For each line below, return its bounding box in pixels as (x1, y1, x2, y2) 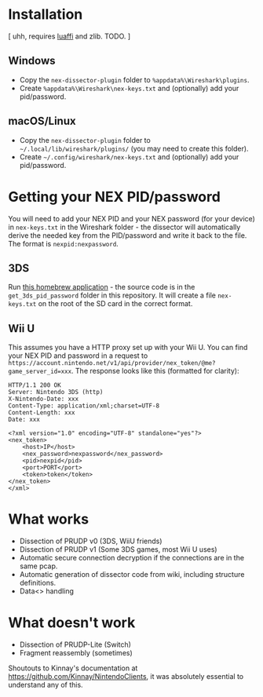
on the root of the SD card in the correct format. (38, 299, 193, 308)
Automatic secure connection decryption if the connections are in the (19, 553, 245, 563)
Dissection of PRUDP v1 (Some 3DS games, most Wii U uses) (19, 545, 217, 554)
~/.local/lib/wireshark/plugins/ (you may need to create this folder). (19, 144, 249, 153)
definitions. (19, 578, 57, 588)
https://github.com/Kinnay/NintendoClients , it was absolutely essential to (8, 672, 244, 681)
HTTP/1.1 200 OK (8, 381, 61, 389)
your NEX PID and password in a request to (8, 351, 148, 360)
